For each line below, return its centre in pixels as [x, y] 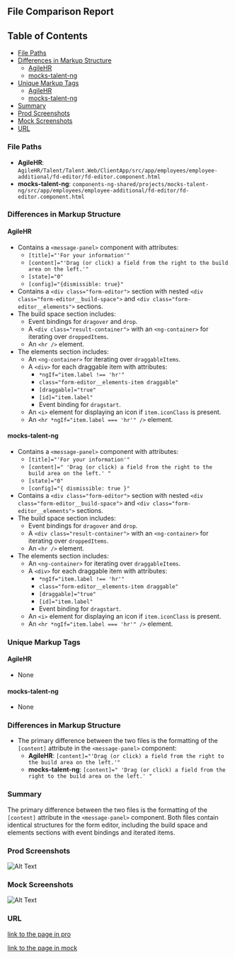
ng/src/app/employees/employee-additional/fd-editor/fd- [103, 190]
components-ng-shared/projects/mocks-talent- [141, 184]
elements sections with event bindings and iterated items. [91, 832]
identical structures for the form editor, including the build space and [108, 825]
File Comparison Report [61, 12]
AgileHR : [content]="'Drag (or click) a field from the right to [126, 756]
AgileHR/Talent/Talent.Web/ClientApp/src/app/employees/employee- [117, 170]
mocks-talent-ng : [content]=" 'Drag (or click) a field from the [127, 769]
